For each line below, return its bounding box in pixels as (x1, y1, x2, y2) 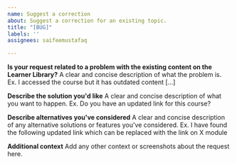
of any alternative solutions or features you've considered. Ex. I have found (7, 121, 228, 129)
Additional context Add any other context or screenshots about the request (7, 142, 230, 150)
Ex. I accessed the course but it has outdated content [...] (7, 78, 176, 86)
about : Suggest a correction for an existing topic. (7, 17, 167, 24)
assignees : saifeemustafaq (7, 37, 88, 44)
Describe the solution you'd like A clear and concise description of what (7, 92, 222, 101)
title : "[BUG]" (7, 24, 53, 31)
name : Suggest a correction (7, 10, 91, 18)
